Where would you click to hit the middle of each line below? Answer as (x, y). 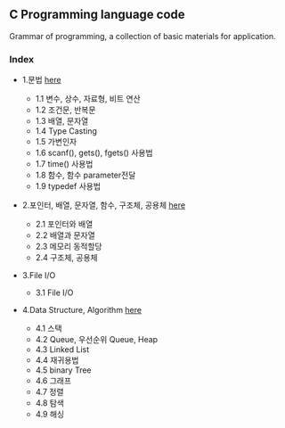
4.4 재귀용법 (57, 360)
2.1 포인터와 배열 (64, 224)
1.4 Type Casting (66, 131)
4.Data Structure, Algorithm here (82, 310)
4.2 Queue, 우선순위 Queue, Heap (97, 340)
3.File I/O (39, 276)
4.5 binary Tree (63, 370)
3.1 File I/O (54, 292)
